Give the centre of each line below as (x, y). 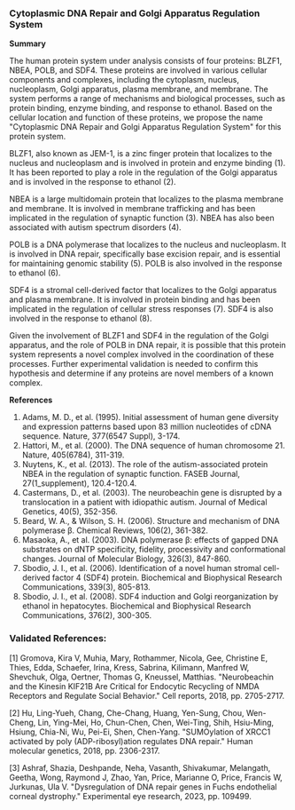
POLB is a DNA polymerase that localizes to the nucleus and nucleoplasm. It (148, 245)
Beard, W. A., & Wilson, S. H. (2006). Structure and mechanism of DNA (151, 521)
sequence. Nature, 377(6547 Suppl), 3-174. (101, 436)
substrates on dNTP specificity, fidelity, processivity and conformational (154, 550)
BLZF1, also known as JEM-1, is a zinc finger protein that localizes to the (141, 154)
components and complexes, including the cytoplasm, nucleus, (124, 80)
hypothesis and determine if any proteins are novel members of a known (142, 373)
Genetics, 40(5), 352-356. (70, 512)
